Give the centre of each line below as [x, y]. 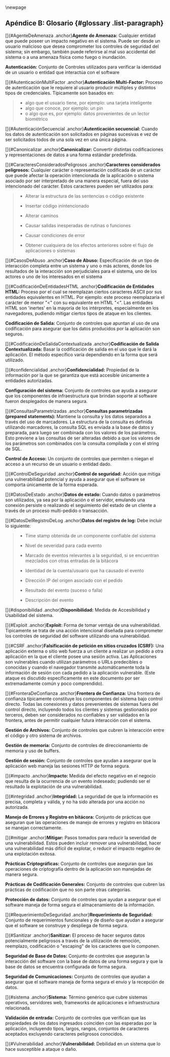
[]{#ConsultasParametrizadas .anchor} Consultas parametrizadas [74, 411]
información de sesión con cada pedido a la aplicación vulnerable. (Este [80, 672]
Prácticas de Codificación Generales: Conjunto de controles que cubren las [85, 884]
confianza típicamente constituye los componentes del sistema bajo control [84, 698]
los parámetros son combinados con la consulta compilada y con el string [82, 443]
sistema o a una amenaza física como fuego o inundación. [66, 57]
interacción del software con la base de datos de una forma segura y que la [84, 961]
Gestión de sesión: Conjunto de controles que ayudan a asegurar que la [81, 760]
